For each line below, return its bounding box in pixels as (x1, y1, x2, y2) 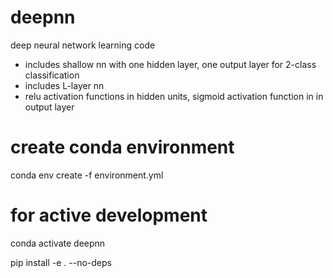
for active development (10, 204, 208, 227)
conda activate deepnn (10, 237, 106, 249)
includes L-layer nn (24, 79, 105, 91)
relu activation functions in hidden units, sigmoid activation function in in (24, 90, 324, 102)
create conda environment (10, 136, 235, 159)
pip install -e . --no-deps (10, 256, 112, 268)
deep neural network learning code (10, 39, 156, 51)
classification (24, 69, 80, 81)
